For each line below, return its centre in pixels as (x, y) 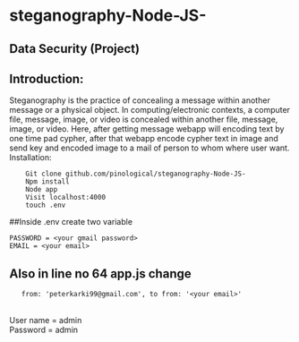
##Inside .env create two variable (71, 222)
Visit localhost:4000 (65, 198)
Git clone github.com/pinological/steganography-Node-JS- (136, 174)
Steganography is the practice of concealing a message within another (140, 100)
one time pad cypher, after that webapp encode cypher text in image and (144, 139)
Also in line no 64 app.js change (100, 274)
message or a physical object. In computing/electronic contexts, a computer (150, 110)
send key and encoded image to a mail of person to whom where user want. (149, 148)
